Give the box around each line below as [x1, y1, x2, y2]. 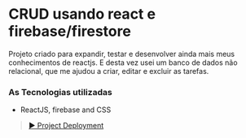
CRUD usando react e [8, 5, 156, 24]
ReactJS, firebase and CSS [20, 105, 112, 114]
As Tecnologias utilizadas [8, 86, 112, 97]
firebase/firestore [8, 22, 132, 41]
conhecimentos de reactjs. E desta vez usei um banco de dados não [8, 58, 238, 67]
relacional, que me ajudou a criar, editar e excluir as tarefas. [8, 66, 209, 75]
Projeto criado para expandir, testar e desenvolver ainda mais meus [8, 49, 235, 58]
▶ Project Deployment [28, 121, 104, 131]
